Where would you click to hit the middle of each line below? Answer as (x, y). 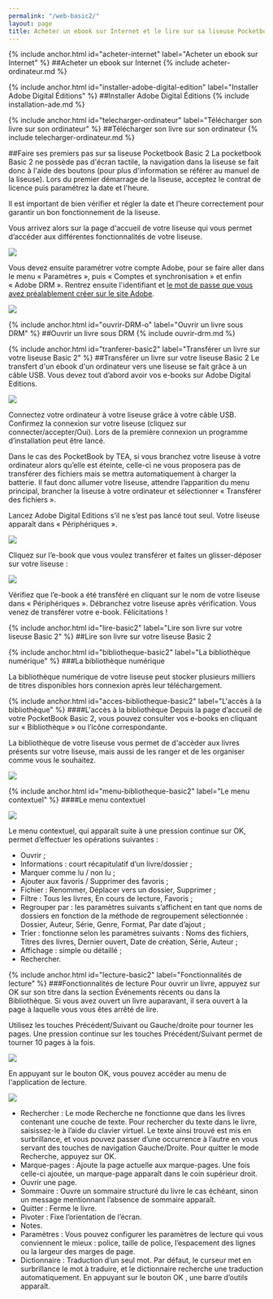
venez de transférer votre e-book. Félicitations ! (88, 612)
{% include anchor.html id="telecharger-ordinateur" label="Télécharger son (135, 120)
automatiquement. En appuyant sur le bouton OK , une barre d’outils (134, 1278)
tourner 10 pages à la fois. (52, 1043)
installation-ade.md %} (47, 105)
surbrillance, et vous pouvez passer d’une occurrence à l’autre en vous (139, 1139)
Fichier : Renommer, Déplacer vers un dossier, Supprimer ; (118, 890)
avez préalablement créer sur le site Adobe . (81, 294)
